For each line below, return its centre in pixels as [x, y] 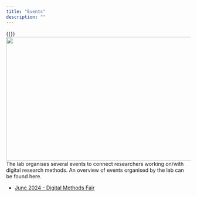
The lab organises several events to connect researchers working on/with [95, 164]
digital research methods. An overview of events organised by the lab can [95, 170]
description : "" [26, 17]
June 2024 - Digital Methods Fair [55, 188]
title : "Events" [26, 11]
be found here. [24, 176]
